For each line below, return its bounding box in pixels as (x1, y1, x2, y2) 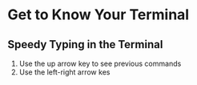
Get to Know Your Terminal (7, 6, 190, 24)
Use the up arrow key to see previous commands (18, 59, 182, 68)
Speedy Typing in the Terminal (7, 38, 163, 51)
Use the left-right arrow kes (18, 67, 111, 77)
